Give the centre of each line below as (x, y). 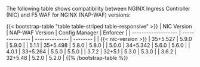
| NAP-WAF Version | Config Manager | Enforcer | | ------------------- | (93, 33)
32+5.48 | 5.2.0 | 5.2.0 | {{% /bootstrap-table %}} (67, 58)
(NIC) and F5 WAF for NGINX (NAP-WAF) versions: (69, 15)
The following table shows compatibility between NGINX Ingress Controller (98, 9)
